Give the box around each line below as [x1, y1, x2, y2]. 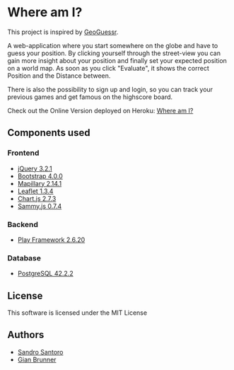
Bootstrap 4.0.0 [17, 171, 64, 180]
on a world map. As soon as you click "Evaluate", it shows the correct [7, 64, 210, 72]
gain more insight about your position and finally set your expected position [7, 56, 228, 64]
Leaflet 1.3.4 [17, 187, 54, 195]
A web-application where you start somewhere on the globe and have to [7, 41, 218, 50]
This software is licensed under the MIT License [7, 308, 147, 317]
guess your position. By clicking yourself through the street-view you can [7, 49, 221, 57]
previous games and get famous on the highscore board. [7, 93, 173, 101]
